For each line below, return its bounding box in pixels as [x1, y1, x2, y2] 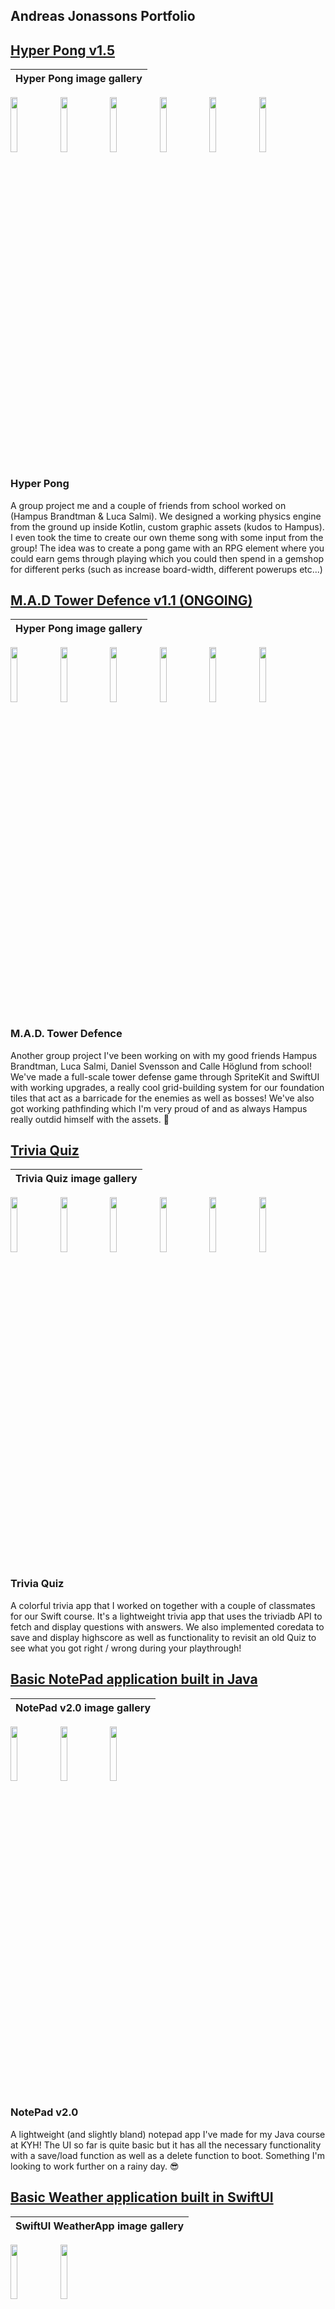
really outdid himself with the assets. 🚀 [10, 1113, 170, 1125]
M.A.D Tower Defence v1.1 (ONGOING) [10, 592, 253, 609]
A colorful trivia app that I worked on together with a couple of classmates [10, 1599, 316, 1611]
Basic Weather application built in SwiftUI [10, 2189, 274, 2206]
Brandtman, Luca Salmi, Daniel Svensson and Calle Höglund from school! [10, 1060, 312, 1072]
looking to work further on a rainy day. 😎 [10, 2160, 180, 2172]
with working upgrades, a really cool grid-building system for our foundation [10, 1081, 325, 1093]
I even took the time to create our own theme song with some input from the [10, 531, 324, 543]
